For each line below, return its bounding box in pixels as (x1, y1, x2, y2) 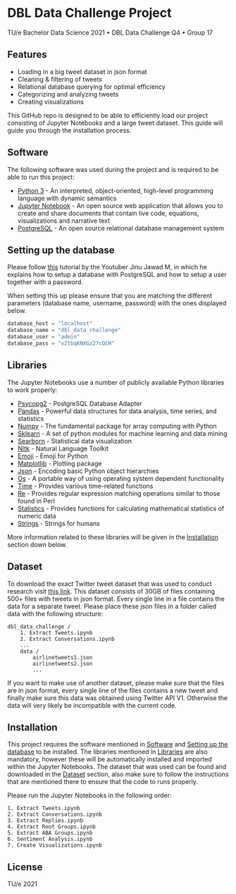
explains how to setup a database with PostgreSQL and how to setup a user (7, 270, 227, 279)
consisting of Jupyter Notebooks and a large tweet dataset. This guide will (7, 118, 223, 127)
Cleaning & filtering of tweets (17, 75, 103, 83)
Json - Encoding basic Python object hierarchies (17, 467, 160, 475)
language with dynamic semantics (17, 194, 117, 202)
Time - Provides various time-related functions (17, 482, 154, 490)
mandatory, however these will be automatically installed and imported (7, 755, 213, 764)
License (7, 861, 43, 873)
